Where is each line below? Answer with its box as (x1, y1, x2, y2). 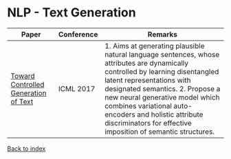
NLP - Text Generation (7, 5, 136, 21)
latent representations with (104, 75, 191, 85)
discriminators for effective (104, 118, 192, 127)
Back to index (7, 144, 46, 152)
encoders (104, 110, 136, 119)
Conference (58, 29, 98, 39)
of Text (10, 97, 34, 106)
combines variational (104, 101, 172, 110)
